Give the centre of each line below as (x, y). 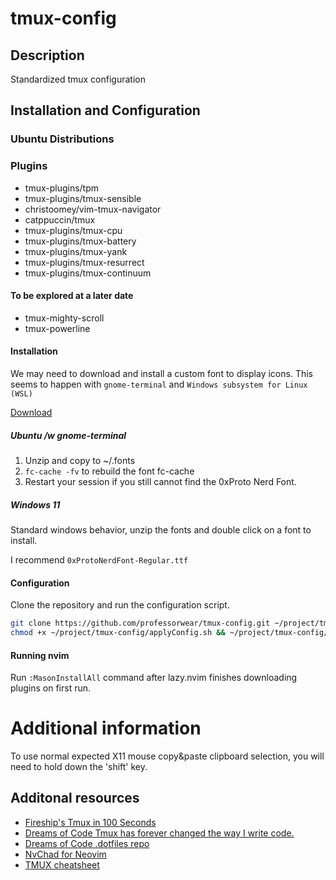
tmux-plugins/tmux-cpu (73, 230)
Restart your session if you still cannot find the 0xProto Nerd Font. (160, 481)
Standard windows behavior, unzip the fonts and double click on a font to (161, 529)
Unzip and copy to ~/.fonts (80, 460)
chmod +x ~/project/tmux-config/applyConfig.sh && (118, 633)
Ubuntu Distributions (62, 139)
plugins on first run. (51, 688)
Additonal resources (75, 798)
